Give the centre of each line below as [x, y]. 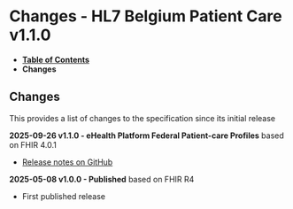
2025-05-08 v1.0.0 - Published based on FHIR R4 [102, 179]
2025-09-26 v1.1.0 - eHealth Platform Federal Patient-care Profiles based [147, 135]
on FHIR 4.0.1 [33, 144]
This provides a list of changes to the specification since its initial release [143, 118]
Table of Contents [56, 59]
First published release [64, 196]
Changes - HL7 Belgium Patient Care [146, 16]
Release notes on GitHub [67, 162]
